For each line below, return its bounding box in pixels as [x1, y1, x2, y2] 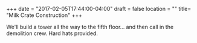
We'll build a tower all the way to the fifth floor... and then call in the [6, 24, 174, 30]
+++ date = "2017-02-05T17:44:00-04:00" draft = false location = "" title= [6, 5, 192, 12]
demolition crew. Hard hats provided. [6, 30, 98, 37]
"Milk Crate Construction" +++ [6, 12, 83, 19]
